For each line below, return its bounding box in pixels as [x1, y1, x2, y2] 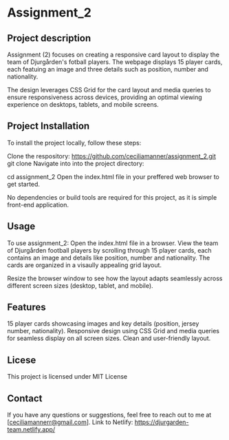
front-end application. [7, 200, 69, 209]
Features [7, 302, 46, 313]
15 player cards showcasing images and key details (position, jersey [7, 319, 199, 328]
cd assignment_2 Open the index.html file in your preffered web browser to [7, 172, 220, 180]
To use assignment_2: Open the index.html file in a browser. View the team [7, 239, 219, 247]
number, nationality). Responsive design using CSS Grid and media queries [7, 327, 220, 335]
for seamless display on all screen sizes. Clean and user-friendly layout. [7, 334, 211, 342]
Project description [7, 32, 91, 44]
